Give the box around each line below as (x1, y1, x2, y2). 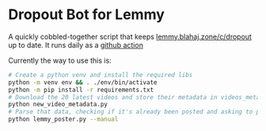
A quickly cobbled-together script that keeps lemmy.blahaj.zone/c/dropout (8, 32, 252, 41)
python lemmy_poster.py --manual (8, 115, 119, 124)
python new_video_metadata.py (8, 101, 108, 109)
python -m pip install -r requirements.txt (8, 86, 154, 94)
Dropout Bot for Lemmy (8, 6, 165, 24)
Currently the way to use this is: (8, 56, 112, 65)
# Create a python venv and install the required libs (8, 71, 193, 79)
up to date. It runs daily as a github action (8, 40, 144, 49)
